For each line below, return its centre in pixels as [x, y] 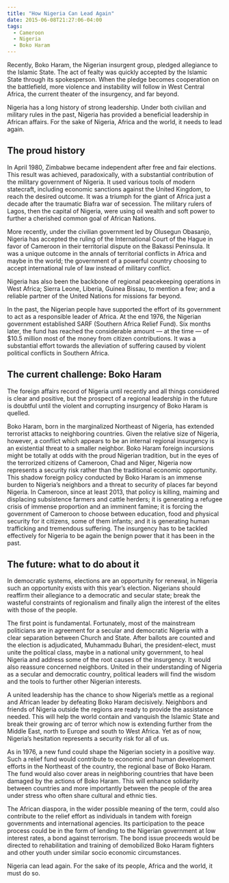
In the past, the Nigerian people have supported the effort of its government [114, 309]
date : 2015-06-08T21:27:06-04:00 [55, 20]
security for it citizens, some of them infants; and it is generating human [108, 521]
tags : [15, 26]
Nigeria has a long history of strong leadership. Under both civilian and [107, 107]
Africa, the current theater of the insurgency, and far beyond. [93, 94]
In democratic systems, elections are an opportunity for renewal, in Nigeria [112, 581]
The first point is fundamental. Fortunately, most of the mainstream [101, 623]
